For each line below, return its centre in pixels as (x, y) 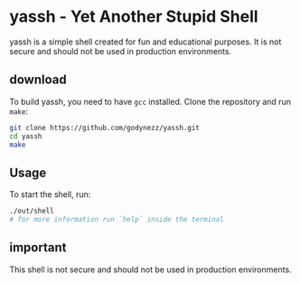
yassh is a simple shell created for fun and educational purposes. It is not (145, 42)
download (38, 80)
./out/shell (32, 211)
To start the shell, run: (50, 194)
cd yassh (26, 136)
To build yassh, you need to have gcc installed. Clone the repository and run (150, 101)
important (38, 247)
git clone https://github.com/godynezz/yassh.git (105, 128)
